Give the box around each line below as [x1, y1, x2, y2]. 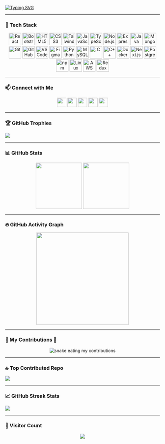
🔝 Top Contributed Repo [5, 364, 64, 371]
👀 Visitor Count [5, 422, 42, 429]
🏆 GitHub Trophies [5, 120, 52, 127]
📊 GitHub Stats [5, 149, 43, 156]
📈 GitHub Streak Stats [5, 393, 60, 399]
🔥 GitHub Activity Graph [5, 222, 64, 228]
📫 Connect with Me [5, 84, 54, 91]
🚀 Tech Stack [5, 21, 37, 28]
